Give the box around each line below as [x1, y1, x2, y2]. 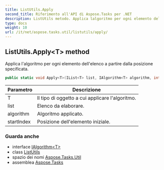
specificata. [5, 66, 29, 72]
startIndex [7, 118, 31, 125]
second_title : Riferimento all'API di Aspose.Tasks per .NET [5, 12, 132, 17]
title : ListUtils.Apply [5, 7, 54, 12]
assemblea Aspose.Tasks [12, 159, 63, 165]
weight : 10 [5, 25, 27, 30]
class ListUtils [12, 149, 41, 155]
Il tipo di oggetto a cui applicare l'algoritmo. [37, 94, 137, 101]
